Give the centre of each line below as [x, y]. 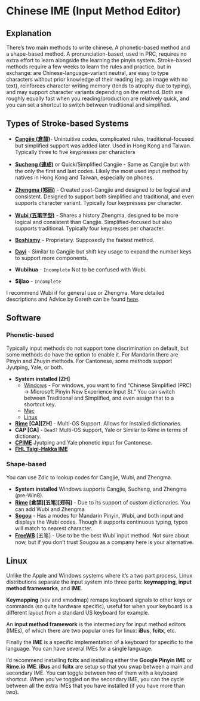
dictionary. [28, 436]
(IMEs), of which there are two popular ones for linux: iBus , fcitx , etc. [91, 630]
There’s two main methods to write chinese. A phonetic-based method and [98, 47]
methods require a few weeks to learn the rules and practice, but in [89, 67]
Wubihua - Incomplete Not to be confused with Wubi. [81, 269]
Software [24, 318]
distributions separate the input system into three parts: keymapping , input [99, 582]
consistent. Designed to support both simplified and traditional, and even [104, 197]
